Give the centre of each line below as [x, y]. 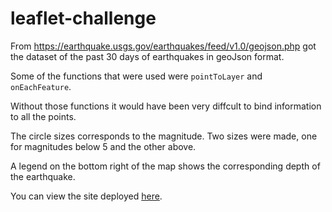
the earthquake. [43, 176]
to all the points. [43, 116]
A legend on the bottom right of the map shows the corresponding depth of [165, 166]
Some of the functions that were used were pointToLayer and [136, 76]
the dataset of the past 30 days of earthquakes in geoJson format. [147, 56]
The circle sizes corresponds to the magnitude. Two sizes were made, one [164, 136]
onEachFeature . [41, 86]
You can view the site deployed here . [86, 196]
